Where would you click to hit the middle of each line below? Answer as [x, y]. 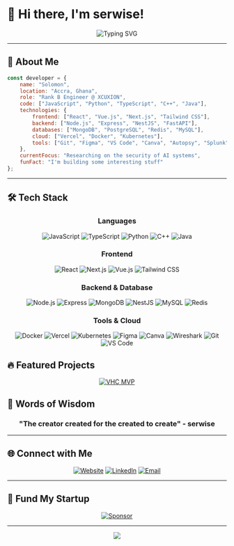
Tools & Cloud [117, 321]
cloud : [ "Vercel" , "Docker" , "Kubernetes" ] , [98, 136]
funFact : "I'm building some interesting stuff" [92, 162]
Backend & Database [117, 287]
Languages [117, 221]
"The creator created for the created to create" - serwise [117, 423]
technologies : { [44, 111]
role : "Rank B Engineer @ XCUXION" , [73, 97]
